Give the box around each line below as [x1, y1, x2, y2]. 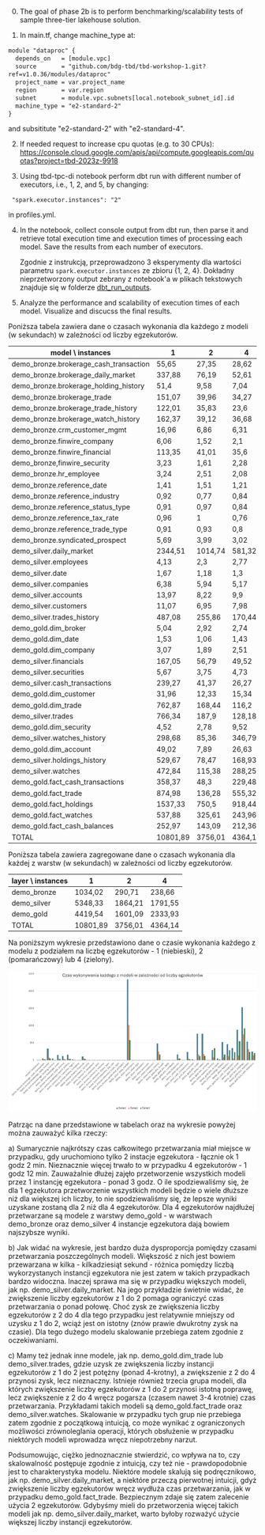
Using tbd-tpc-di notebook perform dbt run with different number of [19, 172, 241, 180]
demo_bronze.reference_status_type [11, 502, 131, 511]
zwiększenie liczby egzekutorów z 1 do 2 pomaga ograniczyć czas [8, 1293, 225, 1302]
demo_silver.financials [11, 656, 84, 665]
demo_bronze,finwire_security [11, 458, 110, 468]
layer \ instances [11, 876, 69, 885]
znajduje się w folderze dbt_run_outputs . [19, 282, 152, 292]
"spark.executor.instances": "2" [11, 196, 122, 204]
